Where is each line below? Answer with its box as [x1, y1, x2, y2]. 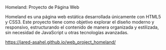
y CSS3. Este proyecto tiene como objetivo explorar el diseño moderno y [5, 19, 155, 25]
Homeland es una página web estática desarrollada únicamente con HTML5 [5, 14, 161, 19]
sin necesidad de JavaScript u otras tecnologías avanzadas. [5, 30, 129, 35]
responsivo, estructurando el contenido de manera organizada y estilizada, [5, 24, 159, 30]
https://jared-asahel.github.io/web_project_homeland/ [5, 39, 116, 45]
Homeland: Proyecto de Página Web [5, 4, 80, 10]
